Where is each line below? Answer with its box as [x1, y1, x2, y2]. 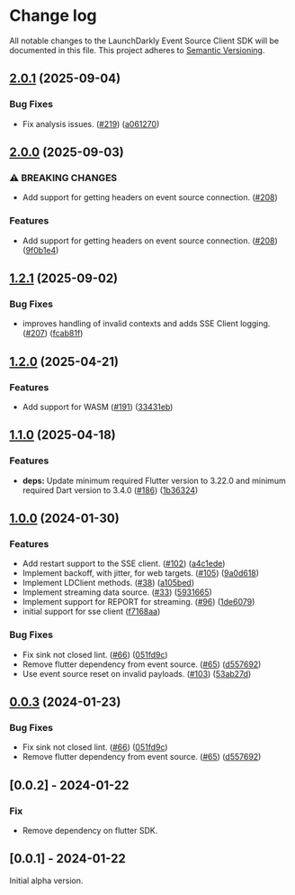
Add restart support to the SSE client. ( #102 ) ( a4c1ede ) [22, 558, 226, 569]
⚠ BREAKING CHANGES [9, 171, 118, 184]
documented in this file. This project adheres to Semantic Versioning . [9, 44, 265, 55]
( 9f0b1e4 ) [22, 244, 59, 255]
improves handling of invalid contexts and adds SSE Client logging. [22, 318, 271, 329]
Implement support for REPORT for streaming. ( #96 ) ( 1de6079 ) [22, 597, 255, 607]
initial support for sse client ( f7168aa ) [22, 606, 161, 617]
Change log [9, 5, 97, 26]
